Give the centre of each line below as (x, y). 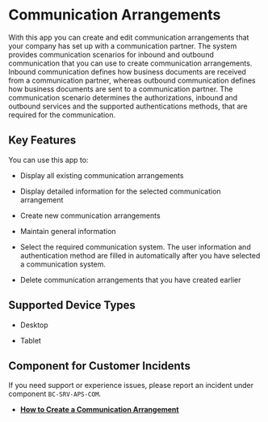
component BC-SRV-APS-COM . (55, 394)
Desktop (34, 325)
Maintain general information (68, 231)
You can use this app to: (48, 160)
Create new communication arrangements (90, 215)
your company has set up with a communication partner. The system (123, 45)
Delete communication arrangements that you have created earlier (130, 279)
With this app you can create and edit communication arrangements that (129, 37)
